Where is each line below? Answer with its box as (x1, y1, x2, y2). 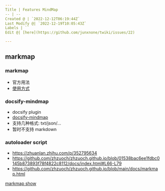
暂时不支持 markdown (12, 126, 57, 132)
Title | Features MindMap (5, 7, 58, 12)
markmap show (5, 181, 37, 187)
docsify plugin (12, 109, 42, 115)
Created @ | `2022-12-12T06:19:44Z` (5, 16, 80, 21)
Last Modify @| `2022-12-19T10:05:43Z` (5, 21, 87, 26)
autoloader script (5, 139, 48, 146)
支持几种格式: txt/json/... (12, 120, 61, 126)
